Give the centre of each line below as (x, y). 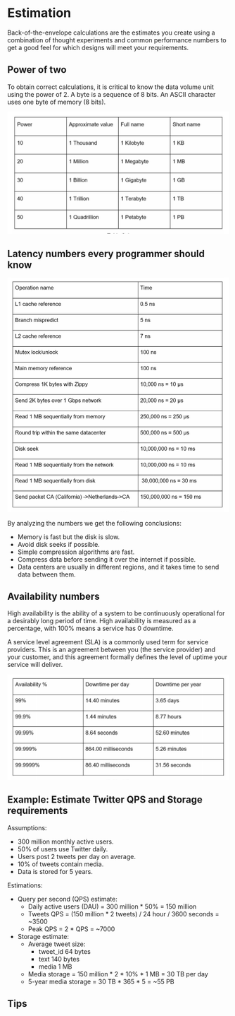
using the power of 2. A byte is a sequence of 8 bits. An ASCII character (112, 94)
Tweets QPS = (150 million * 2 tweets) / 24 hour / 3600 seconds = (123, 914)
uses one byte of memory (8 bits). (57, 102)
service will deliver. (35, 665)
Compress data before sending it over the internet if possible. (107, 559)
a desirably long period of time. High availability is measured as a (102, 621)
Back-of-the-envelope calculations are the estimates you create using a (112, 33)
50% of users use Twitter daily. (63, 849)
